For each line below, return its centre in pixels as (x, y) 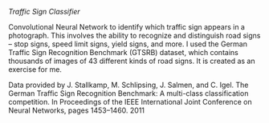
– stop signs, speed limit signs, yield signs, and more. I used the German (128, 44)
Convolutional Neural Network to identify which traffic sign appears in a (126, 27)
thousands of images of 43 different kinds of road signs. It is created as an (132, 61)
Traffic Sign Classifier (44, 12)
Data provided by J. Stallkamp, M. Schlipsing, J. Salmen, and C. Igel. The (128, 85)
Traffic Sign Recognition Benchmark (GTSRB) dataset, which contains (123, 52)
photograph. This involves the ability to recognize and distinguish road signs (134, 36)
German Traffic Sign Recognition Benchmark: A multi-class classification (128, 93)
